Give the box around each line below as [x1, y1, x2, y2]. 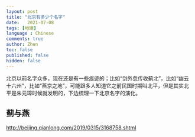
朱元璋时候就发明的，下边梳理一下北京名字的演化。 [16, 89, 141, 96]
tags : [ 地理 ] [6, 25, 37, 31]
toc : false [6, 47, 33, 53]
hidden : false [6, 58, 41, 64]
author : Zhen [6, 42, 38, 48]
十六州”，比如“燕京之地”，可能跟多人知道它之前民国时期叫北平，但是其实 [6, 82, 184, 89]
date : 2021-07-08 [6, 19, 54, 25]
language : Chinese [6, 31, 54, 36]
